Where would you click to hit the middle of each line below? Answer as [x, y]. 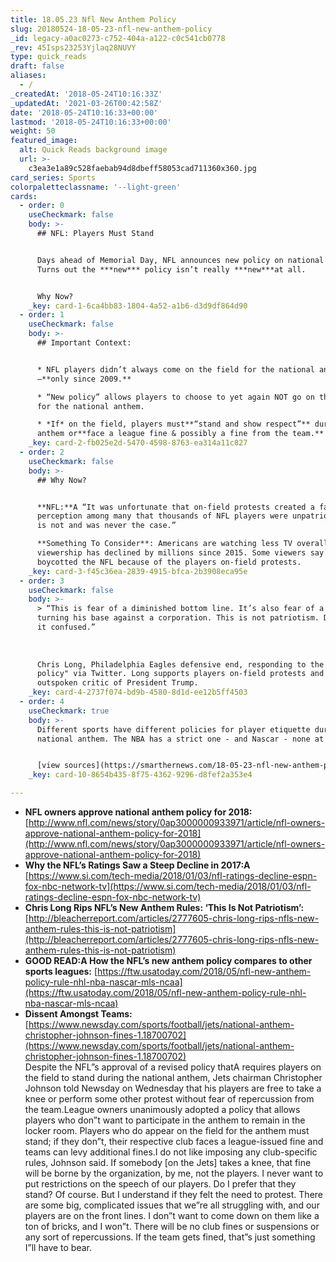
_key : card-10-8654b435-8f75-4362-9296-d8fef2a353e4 [140, 775]
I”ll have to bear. [58, 1247]
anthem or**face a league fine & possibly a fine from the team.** [180, 434]
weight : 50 [33, 131]
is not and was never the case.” [106, 526]
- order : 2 [42, 452]
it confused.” [66, 627]
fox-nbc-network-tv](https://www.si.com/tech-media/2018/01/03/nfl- [168, 886]
